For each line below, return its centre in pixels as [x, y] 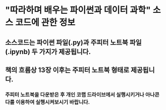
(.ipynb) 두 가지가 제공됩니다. [48, 52]
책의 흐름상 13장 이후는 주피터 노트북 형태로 [67, 70]
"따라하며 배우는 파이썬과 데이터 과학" [78, 10]
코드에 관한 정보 [45, 23]
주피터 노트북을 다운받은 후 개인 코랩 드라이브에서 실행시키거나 [75, 95]
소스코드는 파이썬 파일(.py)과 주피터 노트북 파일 [74, 42]
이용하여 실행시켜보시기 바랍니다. [53, 102]
